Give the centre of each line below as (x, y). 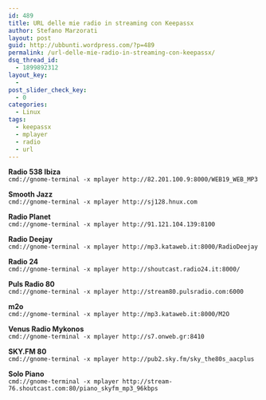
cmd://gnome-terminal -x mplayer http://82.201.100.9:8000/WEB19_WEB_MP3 (133, 180)
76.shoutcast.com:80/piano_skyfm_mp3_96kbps (83, 389)
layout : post (30, 38)
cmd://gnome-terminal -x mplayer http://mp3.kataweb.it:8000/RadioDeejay (133, 247)
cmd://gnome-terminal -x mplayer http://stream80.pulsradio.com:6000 (126, 292)
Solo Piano (26, 374)
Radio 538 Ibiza (35, 172)
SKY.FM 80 (27, 351)
